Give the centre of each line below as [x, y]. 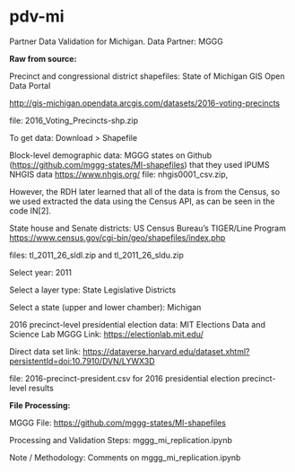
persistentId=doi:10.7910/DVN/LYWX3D [82, 361]
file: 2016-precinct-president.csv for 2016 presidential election [125, 378]
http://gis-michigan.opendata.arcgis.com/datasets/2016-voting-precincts [145, 103]
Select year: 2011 [40, 272]
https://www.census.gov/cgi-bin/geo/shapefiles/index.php [117, 237]
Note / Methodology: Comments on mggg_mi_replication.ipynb [125, 457]
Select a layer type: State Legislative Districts [93, 290]
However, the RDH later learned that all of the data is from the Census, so [145, 191]
